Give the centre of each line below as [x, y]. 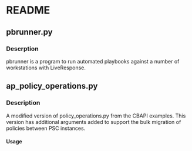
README [28, 10]
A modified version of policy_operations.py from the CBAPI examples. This [96, 116]
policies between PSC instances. [46, 128]
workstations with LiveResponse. [46, 68]
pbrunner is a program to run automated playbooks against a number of [93, 61]
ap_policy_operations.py [52, 86]
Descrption [23, 49]
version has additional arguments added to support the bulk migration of [94, 122]
